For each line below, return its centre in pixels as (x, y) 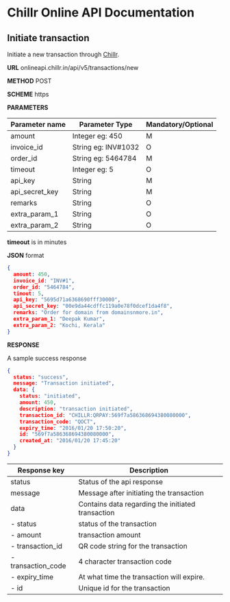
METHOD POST (29, 81)
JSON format (26, 255)
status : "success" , (41, 377)
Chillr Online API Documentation (101, 13)
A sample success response (47, 358)
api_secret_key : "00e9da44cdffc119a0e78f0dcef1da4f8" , (93, 306)
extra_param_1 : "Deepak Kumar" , (60, 319)
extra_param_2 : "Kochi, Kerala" (60, 325)
